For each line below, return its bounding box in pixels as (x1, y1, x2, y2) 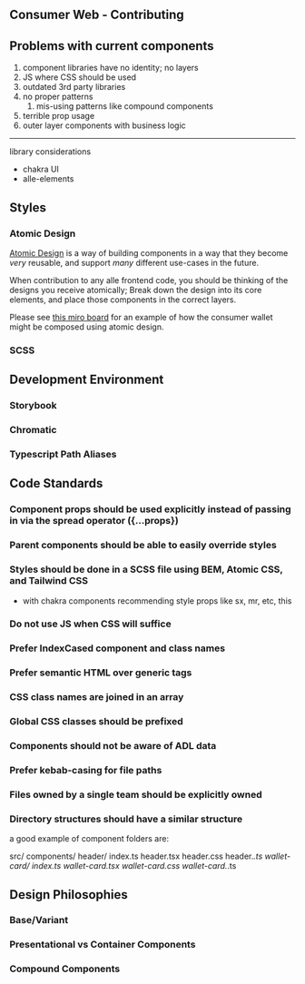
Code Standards (9, 476, 103, 491)
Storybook (9, 399, 57, 412)
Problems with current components (9, 38, 215, 54)
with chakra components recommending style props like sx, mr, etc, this (22, 595, 292, 606)
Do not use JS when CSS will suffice (9, 617, 172, 630)
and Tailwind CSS (9, 575, 89, 587)
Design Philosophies (9, 887, 129, 902)
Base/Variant (9, 914, 69, 927)
